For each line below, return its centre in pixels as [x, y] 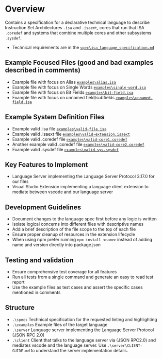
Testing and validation [39, 260]
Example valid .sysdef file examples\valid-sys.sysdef [65, 149]
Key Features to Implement [47, 165]
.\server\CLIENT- [125, 346]
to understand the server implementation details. [79, 350]
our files [20, 181]
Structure [20, 308]
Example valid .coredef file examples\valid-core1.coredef [70, 139]
